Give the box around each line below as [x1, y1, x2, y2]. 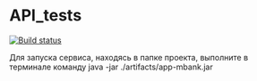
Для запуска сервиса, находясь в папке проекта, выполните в [9, 52, 249, 62]
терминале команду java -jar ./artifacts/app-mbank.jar [9, 61, 213, 72]
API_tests [9, 5, 82, 26]
